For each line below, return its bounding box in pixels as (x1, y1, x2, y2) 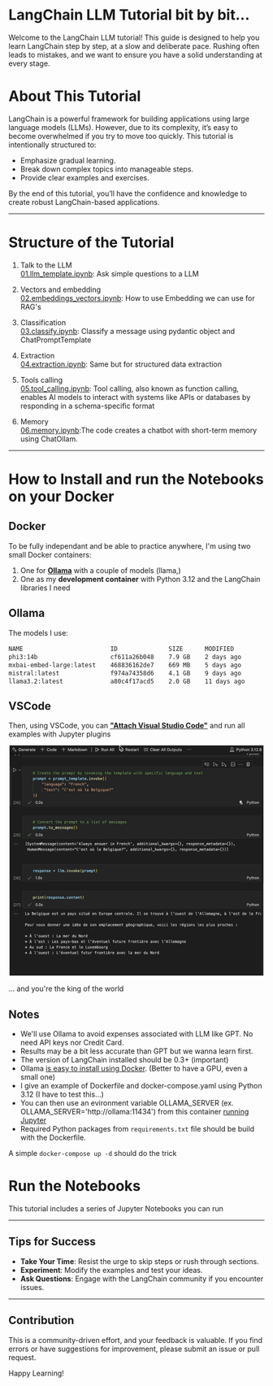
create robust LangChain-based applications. (8, 197, 160, 206)
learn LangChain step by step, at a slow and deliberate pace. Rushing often (8, 41, 260, 50)
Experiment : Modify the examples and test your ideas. (19, 1265, 203, 1275)
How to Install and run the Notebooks (8, 470, 264, 489)
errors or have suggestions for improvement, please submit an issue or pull (8, 1344, 260, 1353)
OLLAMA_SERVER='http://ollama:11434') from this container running (19, 1107, 249, 1117)
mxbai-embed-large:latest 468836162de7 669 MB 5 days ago (8, 661, 242, 669)
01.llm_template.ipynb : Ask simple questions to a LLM (19, 268, 199, 278)
